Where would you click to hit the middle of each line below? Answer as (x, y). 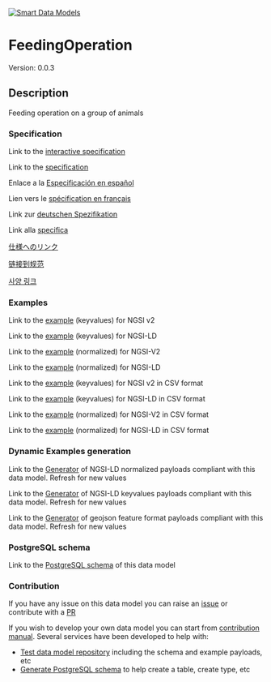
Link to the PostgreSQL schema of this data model (92, 564)
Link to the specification (49, 167)
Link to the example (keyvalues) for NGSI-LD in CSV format (107, 399)
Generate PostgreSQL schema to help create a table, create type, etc (135, 670)
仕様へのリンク (33, 247)
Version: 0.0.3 (32, 67)
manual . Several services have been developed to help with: (108, 637)
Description (38, 93)
